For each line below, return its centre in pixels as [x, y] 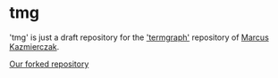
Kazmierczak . [34, 46]
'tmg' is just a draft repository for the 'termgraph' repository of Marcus [139, 37]
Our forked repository [49, 64]
